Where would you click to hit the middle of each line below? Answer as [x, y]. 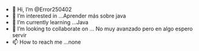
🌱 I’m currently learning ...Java [50, 22]
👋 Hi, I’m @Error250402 [42, 9]
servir [19, 35]
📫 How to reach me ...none [46, 42]
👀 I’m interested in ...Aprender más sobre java [69, 16]
